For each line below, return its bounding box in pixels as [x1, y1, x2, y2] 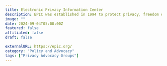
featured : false [5, 26, 39, 31]
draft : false [5, 35, 32, 40]
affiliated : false [5, 30, 43, 35]
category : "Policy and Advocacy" [5, 48, 75, 54]
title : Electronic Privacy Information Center [5, 7, 103, 12]
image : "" [5, 16, 26, 21]
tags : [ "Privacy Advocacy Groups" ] [5, 53, 79, 58]
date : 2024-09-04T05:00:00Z [5, 21, 64, 26]
